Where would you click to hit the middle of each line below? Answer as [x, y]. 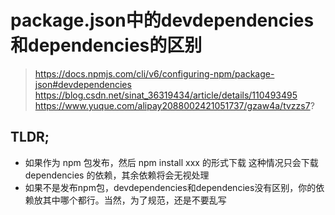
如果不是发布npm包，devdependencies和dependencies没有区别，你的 [170, 187]
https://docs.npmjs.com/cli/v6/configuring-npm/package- [154, 73]
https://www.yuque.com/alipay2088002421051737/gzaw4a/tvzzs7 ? [174, 105]
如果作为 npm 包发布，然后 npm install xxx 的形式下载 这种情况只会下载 [171, 162]
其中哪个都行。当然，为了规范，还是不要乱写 [134, 200]
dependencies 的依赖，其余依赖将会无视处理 [117, 175]
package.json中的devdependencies [162, 20]
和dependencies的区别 [106, 45]
